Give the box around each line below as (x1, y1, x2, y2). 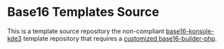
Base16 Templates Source (7, 4, 160, 20)
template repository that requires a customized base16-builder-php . (23, 34, 217, 42)
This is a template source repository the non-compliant (7, 27, 165, 35)
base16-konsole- (166, 27, 214, 35)
